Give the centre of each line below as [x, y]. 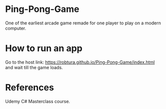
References [29, 88]
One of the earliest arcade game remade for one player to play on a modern [83, 23]
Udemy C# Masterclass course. [38, 101]
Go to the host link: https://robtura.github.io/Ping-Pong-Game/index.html [80, 62]
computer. [16, 28]
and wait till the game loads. [34, 67]
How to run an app [44, 49]
